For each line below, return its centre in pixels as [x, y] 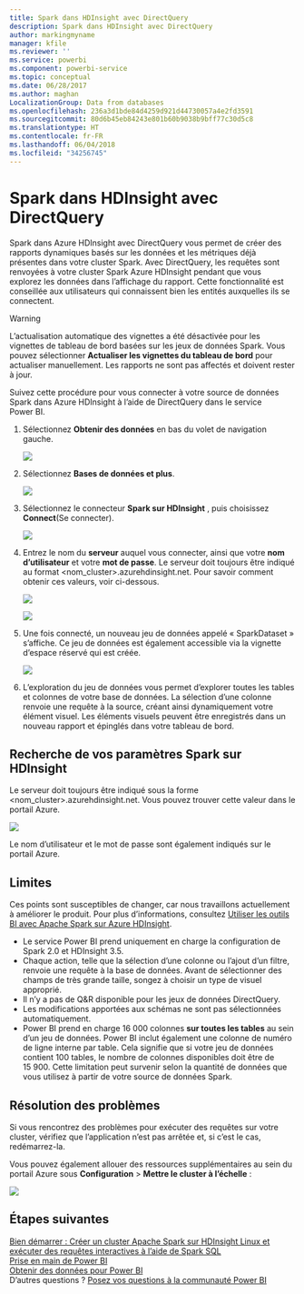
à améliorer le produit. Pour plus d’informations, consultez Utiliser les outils [150, 914]
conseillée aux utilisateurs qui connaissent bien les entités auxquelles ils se [150, 291]
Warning [25, 318]
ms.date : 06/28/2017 [49, 85]
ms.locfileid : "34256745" [58, 153]
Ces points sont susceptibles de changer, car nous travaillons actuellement [150, 905]
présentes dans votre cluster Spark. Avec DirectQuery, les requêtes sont [145, 262]
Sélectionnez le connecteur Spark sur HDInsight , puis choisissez [146, 508]
